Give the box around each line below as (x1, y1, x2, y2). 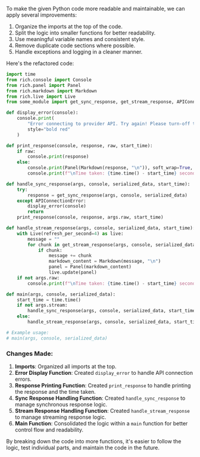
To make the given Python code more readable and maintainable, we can (6, 5, 185, 12)
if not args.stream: (17, 302, 68, 309)
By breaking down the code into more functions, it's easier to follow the (6, 437, 182, 444)
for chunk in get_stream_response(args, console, (27, 241, 153, 248)
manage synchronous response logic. (14, 400, 108, 408)
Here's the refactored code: (6, 60, 74, 67)
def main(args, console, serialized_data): (6, 291, 116, 297)
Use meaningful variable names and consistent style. (14, 36, 145, 42)
